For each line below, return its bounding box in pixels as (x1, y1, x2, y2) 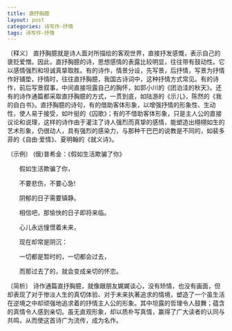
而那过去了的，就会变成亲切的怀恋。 (19, 267, 122, 276)
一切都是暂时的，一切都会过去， (19, 252, 110, 261)
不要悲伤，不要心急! (19, 179, 76, 188)
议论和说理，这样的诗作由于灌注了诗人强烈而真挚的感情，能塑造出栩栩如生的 (7, 118, 225, 126)
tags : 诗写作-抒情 (7, 29, 55, 37)
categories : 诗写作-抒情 (7, 23, 74, 30)
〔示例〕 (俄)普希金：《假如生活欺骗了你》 (7, 150, 126, 159)
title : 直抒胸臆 (7, 10, 50, 17)
